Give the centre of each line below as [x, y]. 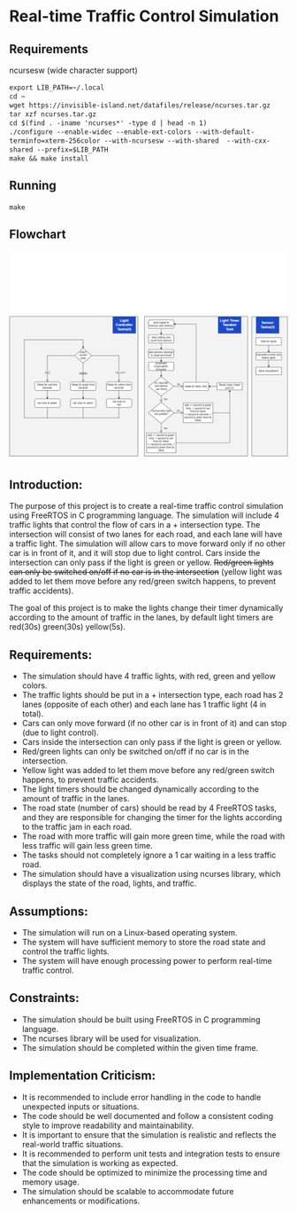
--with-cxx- [249, 141]
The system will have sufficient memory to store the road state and [144, 943]
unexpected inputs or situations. [80, 1107]
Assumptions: [49, 911]
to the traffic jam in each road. [77, 827]
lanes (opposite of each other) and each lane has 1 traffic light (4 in [144, 704]
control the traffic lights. [66, 951]
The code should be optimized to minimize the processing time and [145, 1172]
